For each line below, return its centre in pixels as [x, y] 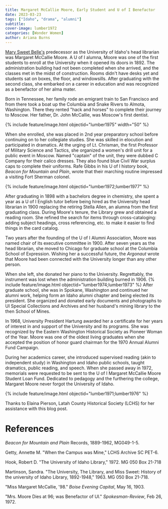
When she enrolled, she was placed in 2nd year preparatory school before [82, 134]
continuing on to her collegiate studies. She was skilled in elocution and [79, 139]
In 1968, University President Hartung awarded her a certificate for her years [84, 321]
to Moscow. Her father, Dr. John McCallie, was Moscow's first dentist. [77, 115]
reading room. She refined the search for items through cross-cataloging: [81, 217]
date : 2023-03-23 [23, 15]
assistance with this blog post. [36, 408]
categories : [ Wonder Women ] [34, 33]
